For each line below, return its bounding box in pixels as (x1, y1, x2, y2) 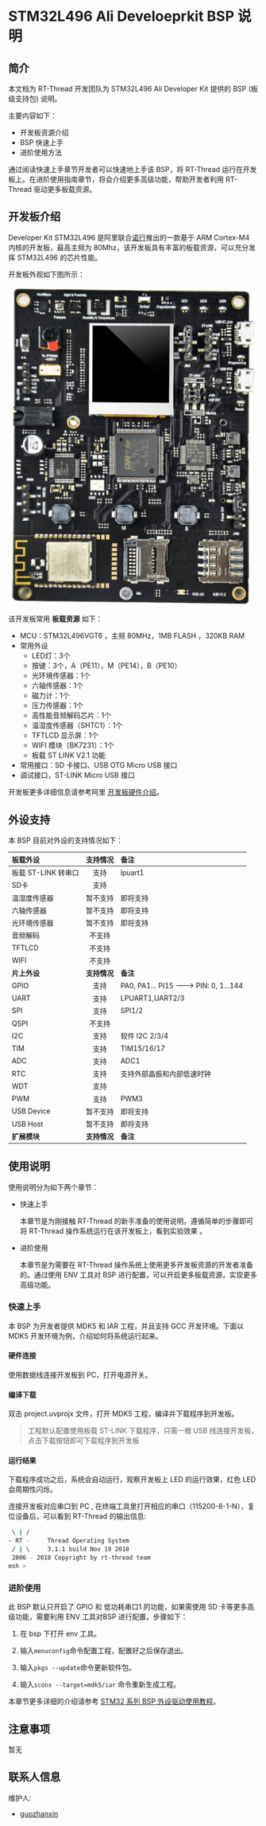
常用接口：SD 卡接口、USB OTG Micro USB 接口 (19, 761, 178, 770)
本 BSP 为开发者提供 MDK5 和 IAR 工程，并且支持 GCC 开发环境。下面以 (8, 1321, 245, 1331)
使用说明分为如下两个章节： (8, 1182, 99, 1191)
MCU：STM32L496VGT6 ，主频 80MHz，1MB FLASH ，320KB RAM (19, 631, 245, 641)
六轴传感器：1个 (31, 681, 84, 690)
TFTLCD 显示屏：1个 (31, 730, 99, 741)
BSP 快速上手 (19, 138, 64, 147)
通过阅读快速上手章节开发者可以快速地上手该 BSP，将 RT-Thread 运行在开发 (8, 165, 257, 174)
